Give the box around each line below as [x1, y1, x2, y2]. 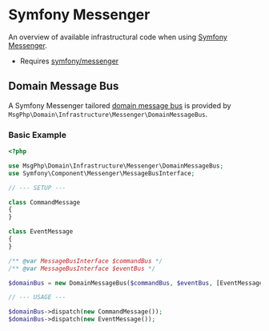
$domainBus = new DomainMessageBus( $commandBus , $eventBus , [8, 279, 214, 287]
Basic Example [8, 129, 66, 140]
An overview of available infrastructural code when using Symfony [8, 32, 228, 42]
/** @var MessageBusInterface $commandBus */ [8, 256, 163, 265]
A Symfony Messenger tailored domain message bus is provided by [8, 100, 231, 110]
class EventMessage [8, 228, 74, 236]
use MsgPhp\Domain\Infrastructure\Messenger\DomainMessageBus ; [8, 162, 224, 170]
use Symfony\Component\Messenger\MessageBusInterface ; [8, 169, 195, 177]
